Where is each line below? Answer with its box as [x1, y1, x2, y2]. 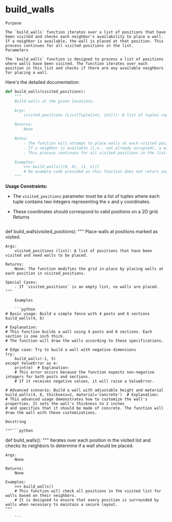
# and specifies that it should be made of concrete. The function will [5, 406, 164, 411]
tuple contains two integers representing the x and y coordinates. [12, 199, 151, 205]
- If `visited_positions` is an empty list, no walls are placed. [14, 284, 159, 290]
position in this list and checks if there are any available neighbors [5, 65, 164, 70]
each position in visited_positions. [5, 271, 86, 276]
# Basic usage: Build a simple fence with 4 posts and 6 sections [5, 311, 150, 316]
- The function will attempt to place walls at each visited [24, 140, 157, 146]
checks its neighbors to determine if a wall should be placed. [5, 443, 134, 449]
